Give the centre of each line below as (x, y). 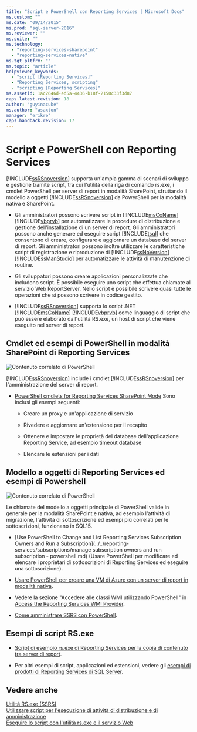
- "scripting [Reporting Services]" (56, 88)
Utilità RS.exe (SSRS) (31, 704)
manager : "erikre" (28, 115)
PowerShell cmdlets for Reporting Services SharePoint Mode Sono (95, 396)
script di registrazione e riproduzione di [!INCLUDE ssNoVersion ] (92, 253)
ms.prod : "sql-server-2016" (40, 28)
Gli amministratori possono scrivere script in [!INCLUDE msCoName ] (96, 215)
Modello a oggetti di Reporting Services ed (86, 473)
